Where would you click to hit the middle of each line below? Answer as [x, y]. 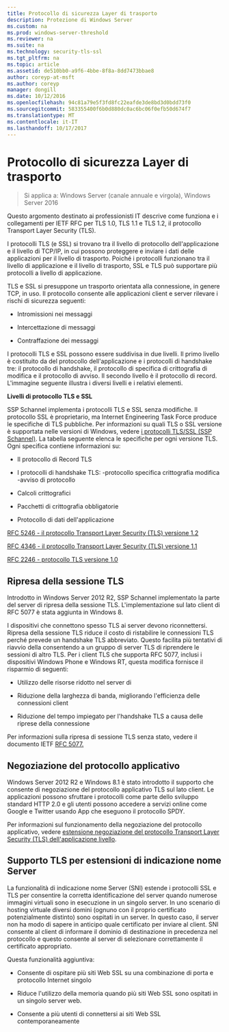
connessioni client [42, 703]
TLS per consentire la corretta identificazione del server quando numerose [112, 895]
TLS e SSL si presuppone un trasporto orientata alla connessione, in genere [113, 286]
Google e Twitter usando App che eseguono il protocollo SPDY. [96, 811]
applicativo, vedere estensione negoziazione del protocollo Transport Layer [113, 832]
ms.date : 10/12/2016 [37, 97]
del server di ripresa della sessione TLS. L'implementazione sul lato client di [113, 605]
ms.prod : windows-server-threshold [58, 33]
